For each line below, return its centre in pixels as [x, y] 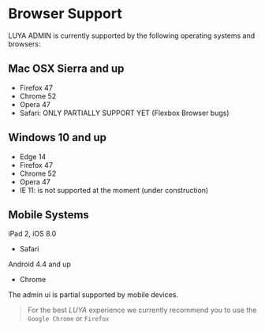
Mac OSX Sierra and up [66, 69]
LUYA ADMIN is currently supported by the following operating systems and [132, 35]
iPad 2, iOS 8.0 [32, 234]
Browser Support [65, 14]
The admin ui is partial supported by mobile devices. [93, 295]
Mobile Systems [49, 215]
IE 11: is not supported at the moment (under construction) [114, 190]
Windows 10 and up [57, 138]
